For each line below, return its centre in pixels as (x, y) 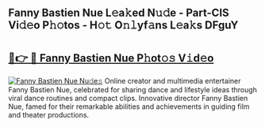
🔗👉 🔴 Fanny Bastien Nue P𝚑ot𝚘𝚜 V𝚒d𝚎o (111, 58)
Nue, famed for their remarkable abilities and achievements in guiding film (129, 106)
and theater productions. (49, 115)
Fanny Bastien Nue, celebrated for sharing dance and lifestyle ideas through (133, 90)
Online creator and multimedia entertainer (173, 81)
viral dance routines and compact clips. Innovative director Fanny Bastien (128, 98)
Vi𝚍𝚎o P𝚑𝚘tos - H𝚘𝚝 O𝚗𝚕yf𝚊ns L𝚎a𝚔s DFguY (123, 26)
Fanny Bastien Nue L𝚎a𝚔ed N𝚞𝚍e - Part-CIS (119, 13)
